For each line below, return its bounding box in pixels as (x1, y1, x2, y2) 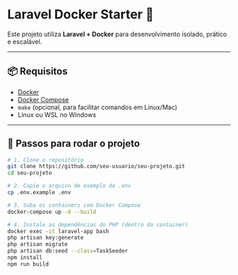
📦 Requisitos (7, 65, 68, 77)
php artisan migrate (7, 241, 69, 248)
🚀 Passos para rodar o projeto (7, 137, 140, 150)
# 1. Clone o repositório (7, 156, 84, 164)
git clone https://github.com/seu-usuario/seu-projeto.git (7, 163, 186, 170)
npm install (7, 254, 42, 262)
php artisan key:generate (7, 234, 84, 242)
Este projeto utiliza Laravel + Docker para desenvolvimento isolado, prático (7, 30, 227, 38)
